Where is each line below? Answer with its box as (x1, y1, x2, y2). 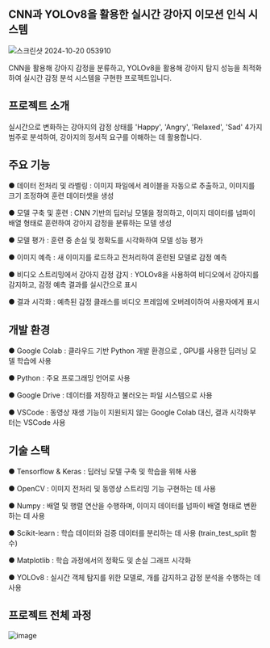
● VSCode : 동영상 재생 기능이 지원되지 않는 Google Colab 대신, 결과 (8, 407, 228, 418)
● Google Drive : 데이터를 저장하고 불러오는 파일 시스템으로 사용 (8, 390, 213, 400)
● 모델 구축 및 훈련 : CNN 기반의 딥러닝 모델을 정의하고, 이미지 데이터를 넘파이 (8, 208, 255, 218)
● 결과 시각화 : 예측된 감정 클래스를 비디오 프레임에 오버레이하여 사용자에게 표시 (8, 297, 260, 307)
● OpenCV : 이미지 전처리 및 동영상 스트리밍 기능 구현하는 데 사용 (8, 484, 216, 494)
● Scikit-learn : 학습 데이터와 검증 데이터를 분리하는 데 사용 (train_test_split (8, 528, 248, 538)
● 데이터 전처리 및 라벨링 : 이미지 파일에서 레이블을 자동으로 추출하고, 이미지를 (8, 181, 255, 191)
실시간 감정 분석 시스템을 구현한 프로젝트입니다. (23, 73, 172, 82)
